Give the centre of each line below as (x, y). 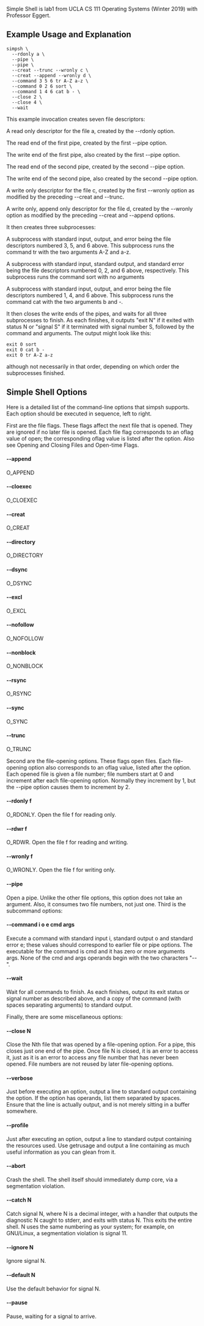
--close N (19, 1031)
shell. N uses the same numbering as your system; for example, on (90, 1227)
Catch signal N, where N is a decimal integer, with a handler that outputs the (102, 1214)
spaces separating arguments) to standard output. (70, 1005)
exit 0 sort (21, 344)
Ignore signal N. (26, 1261)
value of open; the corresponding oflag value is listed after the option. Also (100, 438)
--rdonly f (19, 801)
